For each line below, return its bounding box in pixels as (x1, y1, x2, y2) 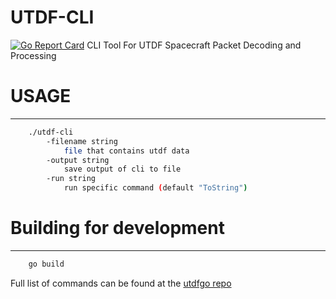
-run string (46, 174, 97, 184)
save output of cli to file (63, 164, 182, 175)
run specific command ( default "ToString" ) (63, 183, 248, 193)
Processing (10, 49, 57, 61)
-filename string (46, 136, 118, 146)
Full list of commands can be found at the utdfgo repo (10, 277, 232, 289)
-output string (46, 155, 110, 165)
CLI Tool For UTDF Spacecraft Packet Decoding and (86, 39, 302, 51)
